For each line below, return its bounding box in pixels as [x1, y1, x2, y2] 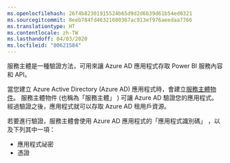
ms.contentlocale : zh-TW [7, 29, 79, 36]
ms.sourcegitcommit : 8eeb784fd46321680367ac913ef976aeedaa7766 [7, 17, 193, 23]
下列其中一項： [12, 125, 56, 133]
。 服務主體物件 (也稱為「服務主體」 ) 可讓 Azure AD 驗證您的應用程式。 [13, 94, 218, 102]
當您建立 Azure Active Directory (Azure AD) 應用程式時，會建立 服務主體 [7, 85, 211, 93]
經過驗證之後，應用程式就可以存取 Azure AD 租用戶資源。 [7, 102, 171, 110]
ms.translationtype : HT [7, 23, 76, 30]
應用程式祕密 [17, 140, 54, 148]
